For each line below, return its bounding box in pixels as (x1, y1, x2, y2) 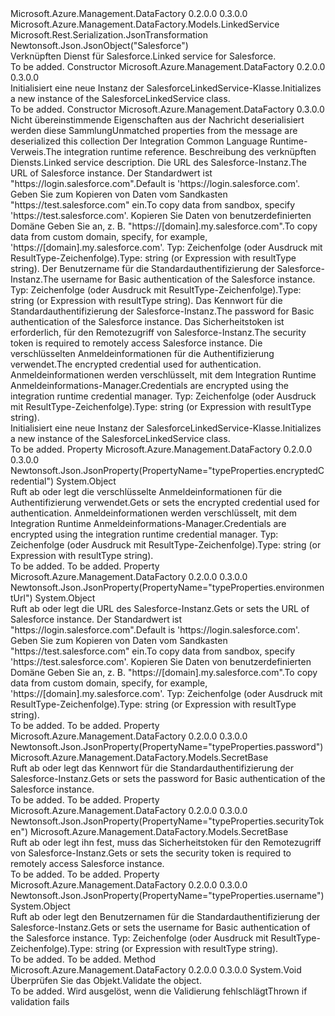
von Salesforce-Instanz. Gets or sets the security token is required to (10, 847, 292, 859)
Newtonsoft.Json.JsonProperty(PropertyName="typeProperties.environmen (10, 582, 325, 593)
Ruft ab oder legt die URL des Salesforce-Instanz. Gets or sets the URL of (10, 603, 310, 614)
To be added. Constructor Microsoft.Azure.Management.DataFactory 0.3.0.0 (10, 103, 325, 115)
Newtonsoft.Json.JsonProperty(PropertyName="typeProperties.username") (10, 890, 325, 901)
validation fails (10, 996, 70, 1007)
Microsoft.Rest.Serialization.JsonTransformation (10, 29, 208, 41)
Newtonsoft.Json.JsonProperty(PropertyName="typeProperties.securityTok (10, 815, 325, 827)
